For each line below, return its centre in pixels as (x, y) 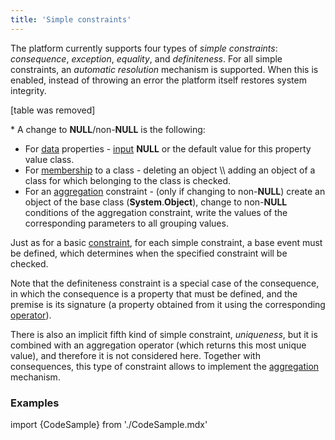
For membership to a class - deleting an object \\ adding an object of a (170, 170)
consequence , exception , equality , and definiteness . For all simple (146, 58)
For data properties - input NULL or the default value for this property (168, 148)
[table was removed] (53, 110)
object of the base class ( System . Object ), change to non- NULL (156, 202)
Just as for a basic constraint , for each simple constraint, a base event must (166, 242)
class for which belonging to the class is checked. (128, 180)
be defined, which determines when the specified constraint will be (149, 253)
